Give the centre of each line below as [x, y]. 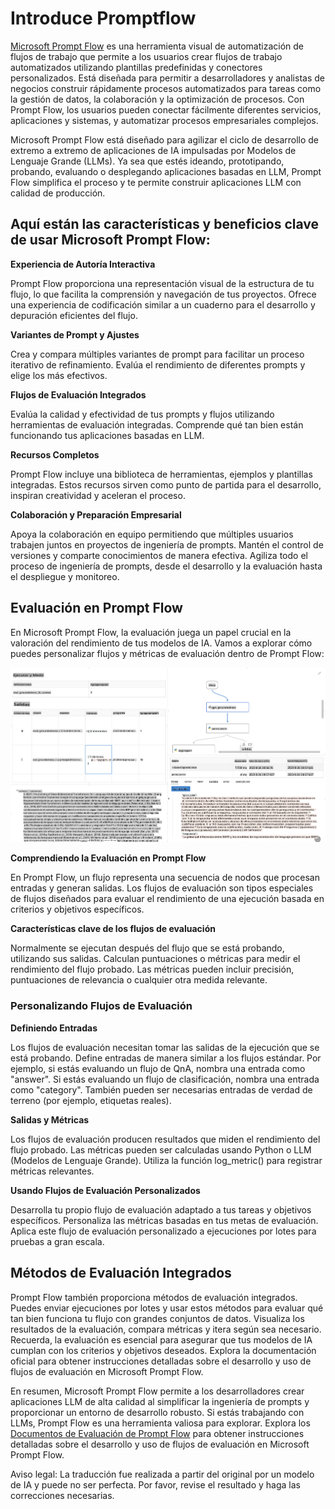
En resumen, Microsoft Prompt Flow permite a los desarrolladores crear [157, 1391]
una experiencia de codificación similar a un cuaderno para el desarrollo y [163, 304]
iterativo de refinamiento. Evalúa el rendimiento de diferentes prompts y [158, 364]
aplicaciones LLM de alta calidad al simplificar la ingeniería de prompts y [160, 1401]
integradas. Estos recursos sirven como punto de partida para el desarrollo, [166, 484]
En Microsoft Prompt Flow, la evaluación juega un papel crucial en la [151, 632]
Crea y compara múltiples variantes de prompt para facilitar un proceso [157, 354]
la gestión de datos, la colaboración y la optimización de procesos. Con [157, 99]
